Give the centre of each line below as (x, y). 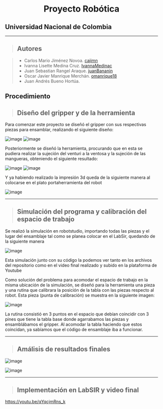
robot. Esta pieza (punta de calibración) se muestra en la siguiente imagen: (80, 295)
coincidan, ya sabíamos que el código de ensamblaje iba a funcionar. (74, 329)
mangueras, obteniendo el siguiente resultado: (51, 159)
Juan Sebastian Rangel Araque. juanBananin (68, 71)
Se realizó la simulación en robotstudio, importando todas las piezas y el (77, 231)
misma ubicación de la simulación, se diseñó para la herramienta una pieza (80, 285)
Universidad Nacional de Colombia (58, 27)
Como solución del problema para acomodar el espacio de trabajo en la (76, 280)
